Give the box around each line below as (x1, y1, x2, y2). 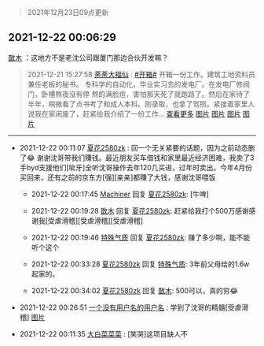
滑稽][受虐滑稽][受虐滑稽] (61, 216, 144, 225)
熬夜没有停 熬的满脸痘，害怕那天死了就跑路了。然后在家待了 (54, 89, 250, 99)
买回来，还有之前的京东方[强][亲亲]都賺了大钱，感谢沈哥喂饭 (19, 173, 216, 182)
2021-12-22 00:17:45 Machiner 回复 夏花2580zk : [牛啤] (31, 189, 210, 199)
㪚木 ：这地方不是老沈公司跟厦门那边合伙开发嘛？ (8, 53, 169, 62)
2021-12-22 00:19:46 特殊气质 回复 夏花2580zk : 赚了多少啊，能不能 (31, 233, 251, 242)
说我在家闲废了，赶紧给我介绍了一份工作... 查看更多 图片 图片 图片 (27, 109, 241, 118)
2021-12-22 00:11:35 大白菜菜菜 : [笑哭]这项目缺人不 (19, 329, 189, 338)
